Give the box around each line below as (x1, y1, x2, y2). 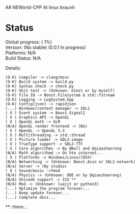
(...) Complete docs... (5, 195, 56, 200)
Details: (5, 65, 21, 71)
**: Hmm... (5, 203, 28, 210)
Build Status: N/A (5, 55, 41, 61)
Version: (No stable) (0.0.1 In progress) (5, 44, 86, 50)
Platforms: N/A (5, 49, 36, 55)
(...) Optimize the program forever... (5, 186, 90, 191)
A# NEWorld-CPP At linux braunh (5, 5, 75, 10)
